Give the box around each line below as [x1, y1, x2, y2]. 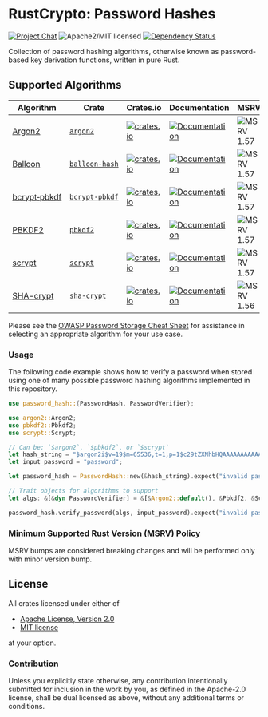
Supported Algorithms [8, 78, 122, 92]
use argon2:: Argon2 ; [8, 414, 77, 422]
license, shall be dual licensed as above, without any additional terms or [8, 693, 245, 703]
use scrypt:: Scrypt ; [8, 429, 77, 437]
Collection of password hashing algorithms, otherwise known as [8, 46, 219, 56]
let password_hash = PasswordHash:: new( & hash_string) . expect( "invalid [8, 473, 248, 481]
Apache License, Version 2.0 [19, 614, 115, 624]
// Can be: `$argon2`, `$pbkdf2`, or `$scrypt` [8, 443, 170, 451]
